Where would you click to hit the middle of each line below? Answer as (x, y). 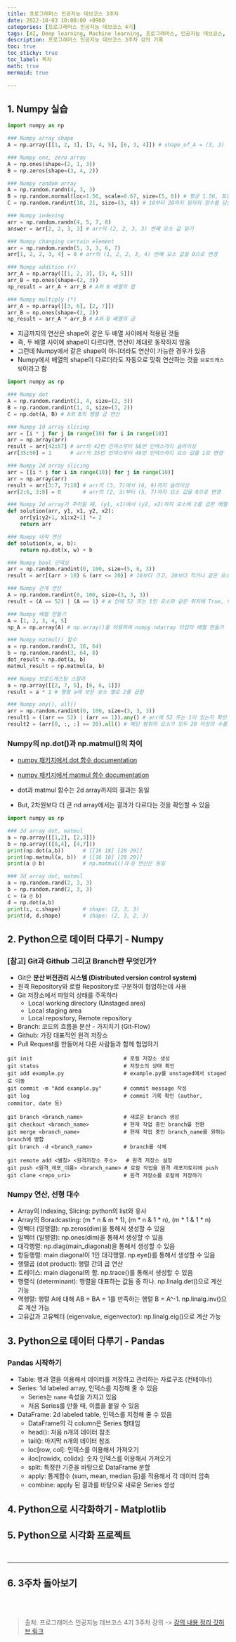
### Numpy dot (28, 395)
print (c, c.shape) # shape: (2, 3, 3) (73, 909)
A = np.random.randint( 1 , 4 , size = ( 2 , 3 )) (70, 402)
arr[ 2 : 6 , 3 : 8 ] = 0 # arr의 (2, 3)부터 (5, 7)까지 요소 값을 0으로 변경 (114, 492)
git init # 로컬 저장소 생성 (89, 1059)
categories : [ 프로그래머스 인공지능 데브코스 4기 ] (72, 27)
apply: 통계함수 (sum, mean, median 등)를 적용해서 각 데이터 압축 (119, 1476)
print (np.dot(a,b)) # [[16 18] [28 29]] (75, 851)
